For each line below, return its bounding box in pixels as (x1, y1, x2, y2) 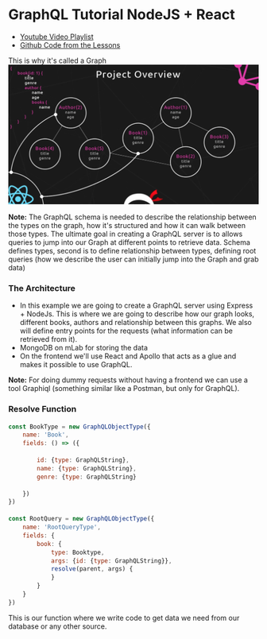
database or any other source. (8, 622, 107, 631)
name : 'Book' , (22, 431, 69, 439)
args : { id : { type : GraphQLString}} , (50, 556, 172, 565)
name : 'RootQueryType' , (22, 523, 102, 532)
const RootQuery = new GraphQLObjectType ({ (8, 515, 155, 523)
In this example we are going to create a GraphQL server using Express (19, 300, 253, 311)
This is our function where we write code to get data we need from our (8, 613, 240, 622)
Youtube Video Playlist (19, 32, 94, 41)
